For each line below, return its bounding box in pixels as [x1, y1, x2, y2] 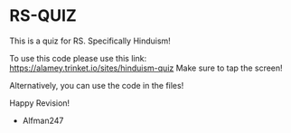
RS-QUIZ [9, 5, 77, 26]
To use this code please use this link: [9, 52, 147, 63]
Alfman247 [22, 115, 64, 126]
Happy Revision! [9, 97, 70, 109]
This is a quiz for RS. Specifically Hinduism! [9, 35, 172, 46]
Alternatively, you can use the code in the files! [9, 80, 184, 90]
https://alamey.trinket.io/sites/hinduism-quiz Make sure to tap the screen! [9, 62, 283, 73]
